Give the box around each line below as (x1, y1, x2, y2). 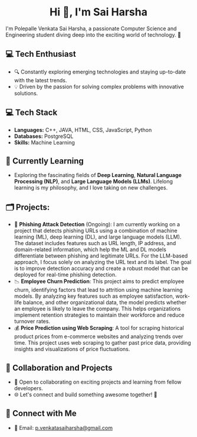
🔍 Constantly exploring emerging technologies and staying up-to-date (14, 68, 186, 75)
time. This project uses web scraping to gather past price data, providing (14, 339, 191, 346)
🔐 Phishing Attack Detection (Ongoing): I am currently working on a (14, 221, 180, 228)
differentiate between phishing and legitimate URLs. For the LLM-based (14, 252, 188, 259)
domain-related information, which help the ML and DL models (14, 246, 166, 253)
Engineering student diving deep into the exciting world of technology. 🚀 (5, 31, 181, 38)
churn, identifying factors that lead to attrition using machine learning (14, 287, 183, 294)
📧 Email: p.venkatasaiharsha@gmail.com (14, 424, 113, 431)
